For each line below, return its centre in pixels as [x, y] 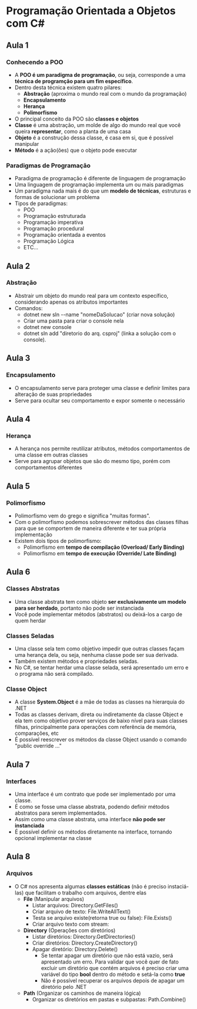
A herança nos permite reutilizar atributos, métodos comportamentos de [102, 449]
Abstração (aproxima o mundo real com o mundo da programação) [105, 93]
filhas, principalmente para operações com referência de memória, [96, 727]
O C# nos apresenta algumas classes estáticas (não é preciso [90, 886]
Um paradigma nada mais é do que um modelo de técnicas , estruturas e [103, 191]
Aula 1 [17, 45]
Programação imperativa [53, 222]
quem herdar [30, 620]
